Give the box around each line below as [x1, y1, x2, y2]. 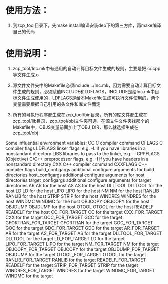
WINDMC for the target [5, 273, 53, 279]
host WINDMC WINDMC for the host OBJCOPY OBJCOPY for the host [5, 198, 150, 204]
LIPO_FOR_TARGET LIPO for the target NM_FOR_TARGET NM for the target [5, 241, 159, 247]
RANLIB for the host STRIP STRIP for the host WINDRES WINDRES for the [5, 193, 156, 199]
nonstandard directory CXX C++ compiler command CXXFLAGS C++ [5, 161, 148, 167]
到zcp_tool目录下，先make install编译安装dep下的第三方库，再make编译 [12, 22, 161, 28]
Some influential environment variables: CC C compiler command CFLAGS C [5, 139, 163, 146]
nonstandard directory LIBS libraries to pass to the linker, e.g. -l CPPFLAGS [5, 150, 160, 156]
